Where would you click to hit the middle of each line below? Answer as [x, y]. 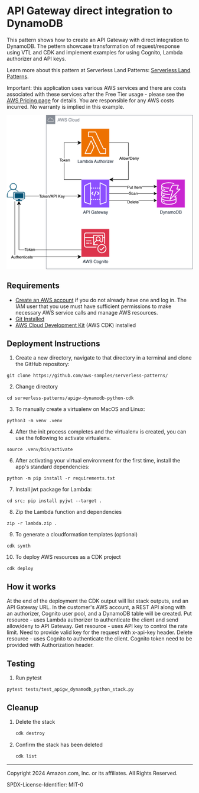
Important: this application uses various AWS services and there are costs [97, 88]
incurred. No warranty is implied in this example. [66, 106]
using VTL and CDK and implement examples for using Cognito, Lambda [95, 52]
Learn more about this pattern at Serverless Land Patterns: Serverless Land [99, 70]
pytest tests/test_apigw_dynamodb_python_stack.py [70, 690]
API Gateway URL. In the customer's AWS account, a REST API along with [96, 607]
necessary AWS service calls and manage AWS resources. [87, 312]
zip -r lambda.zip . [32, 524]
